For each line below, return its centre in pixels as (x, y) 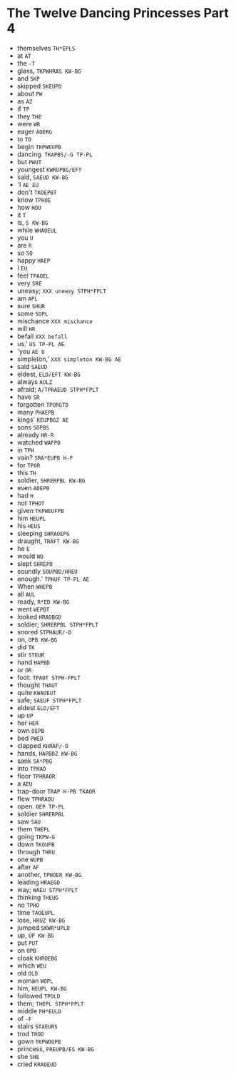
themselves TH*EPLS (46, 48)
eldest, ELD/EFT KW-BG (49, 374)
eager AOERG (35, 131)
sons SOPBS (33, 427)
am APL (27, 298)
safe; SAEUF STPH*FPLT (49, 700)
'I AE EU (28, 184)
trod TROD (30, 1033)
